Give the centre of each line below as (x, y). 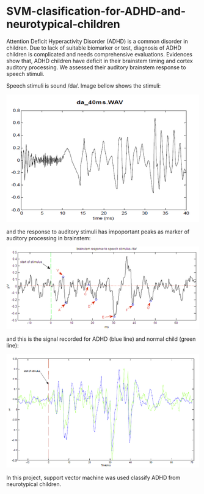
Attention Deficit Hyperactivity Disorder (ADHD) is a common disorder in (97, 41)
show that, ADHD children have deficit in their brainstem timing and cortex (100, 61)
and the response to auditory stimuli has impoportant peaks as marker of (98, 232)
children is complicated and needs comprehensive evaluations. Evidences (99, 54)
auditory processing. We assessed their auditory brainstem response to (96, 67)
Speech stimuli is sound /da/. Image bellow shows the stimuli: (84, 85)
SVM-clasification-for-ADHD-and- (96, 11)
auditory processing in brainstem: (49, 238)
